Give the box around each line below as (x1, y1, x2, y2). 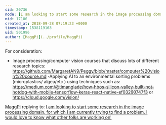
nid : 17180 (5, 16, 28, 21)
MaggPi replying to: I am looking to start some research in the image (5, 104, 144, 110)
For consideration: (5, 48, 42, 54)
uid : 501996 (5, 30, 30, 35)
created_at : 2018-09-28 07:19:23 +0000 (5, 21, 87, 26)
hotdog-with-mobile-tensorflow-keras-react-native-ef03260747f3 (12, 89, 148, 95)
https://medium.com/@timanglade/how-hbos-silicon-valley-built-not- (12, 84, 154, 90)
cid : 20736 (5, 7, 28, 12)
